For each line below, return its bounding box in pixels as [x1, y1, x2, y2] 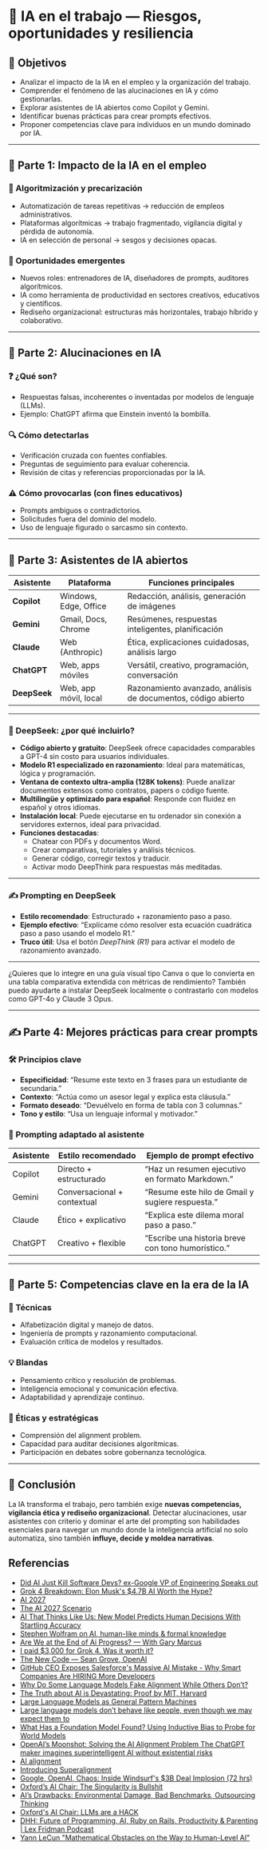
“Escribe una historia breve [144, 1232, 246, 1243]
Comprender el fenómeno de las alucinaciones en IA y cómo [19, 86, 219, 95]
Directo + [57, 1163, 93, 1174]
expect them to [19, 1713, 70, 1723]
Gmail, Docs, [59, 613, 108, 625]
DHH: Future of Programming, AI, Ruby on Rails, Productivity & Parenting [19, 1816, 258, 1825]
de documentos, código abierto [127, 693, 245, 704]
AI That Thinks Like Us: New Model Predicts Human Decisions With [19, 1612, 241, 1621]
